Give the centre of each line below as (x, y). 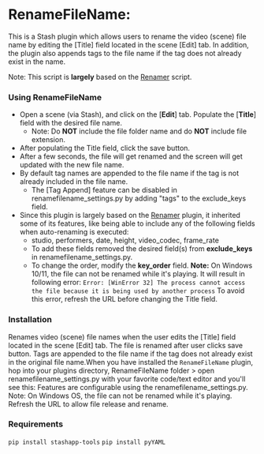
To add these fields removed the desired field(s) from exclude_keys (142, 249)
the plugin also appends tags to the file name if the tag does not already (125, 53)
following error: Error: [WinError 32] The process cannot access (138, 283)
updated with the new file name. (72, 165)
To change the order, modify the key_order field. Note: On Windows (142, 265)
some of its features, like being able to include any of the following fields (137, 223)
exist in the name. (37, 62)
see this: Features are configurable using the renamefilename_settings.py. (128, 387)
